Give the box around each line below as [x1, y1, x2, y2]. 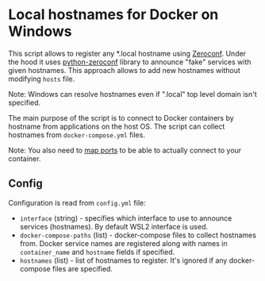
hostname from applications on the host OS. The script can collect [8, 121, 225, 131]
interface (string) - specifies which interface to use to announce [19, 213, 232, 223]
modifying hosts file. [8, 74, 75, 83]
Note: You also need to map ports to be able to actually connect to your [8, 145, 242, 155]
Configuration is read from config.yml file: [8, 198, 146, 207]
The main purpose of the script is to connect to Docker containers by [8, 113, 234, 122]
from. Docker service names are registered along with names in [19, 238, 228, 248]
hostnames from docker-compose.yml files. [8, 129, 145, 140]
